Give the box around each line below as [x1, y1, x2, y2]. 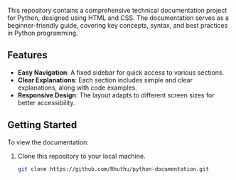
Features [7, 49, 48, 61]
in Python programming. [7, 28, 78, 37]
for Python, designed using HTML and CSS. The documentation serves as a [7, 14, 230, 22]
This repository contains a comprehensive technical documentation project [7, 6, 227, 14]
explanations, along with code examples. [17, 83, 137, 92]
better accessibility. [17, 98, 75, 107]
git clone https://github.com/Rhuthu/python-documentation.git [17, 165, 210, 173]
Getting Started [7, 119, 77, 131]
